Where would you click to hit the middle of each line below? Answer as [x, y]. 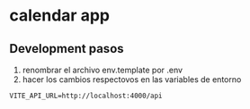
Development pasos [67, 49]
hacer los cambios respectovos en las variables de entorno [132, 80]
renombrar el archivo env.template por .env [102, 70]
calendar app [60, 16]
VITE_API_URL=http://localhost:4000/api [86, 96]
